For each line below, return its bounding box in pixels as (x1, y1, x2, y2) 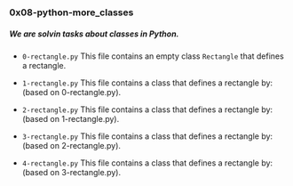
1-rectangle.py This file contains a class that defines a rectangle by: (21, 77, 273, 88)
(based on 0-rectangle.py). (21, 86, 122, 97)
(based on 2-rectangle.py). (21, 140, 122, 150)
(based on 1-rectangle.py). (21, 113, 120, 124)
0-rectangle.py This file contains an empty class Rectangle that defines (21, 51, 284, 61)
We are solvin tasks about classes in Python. (9, 28, 179, 39)
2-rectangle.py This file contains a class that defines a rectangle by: (21, 104, 273, 115)
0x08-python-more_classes (9, 6, 134, 19)
